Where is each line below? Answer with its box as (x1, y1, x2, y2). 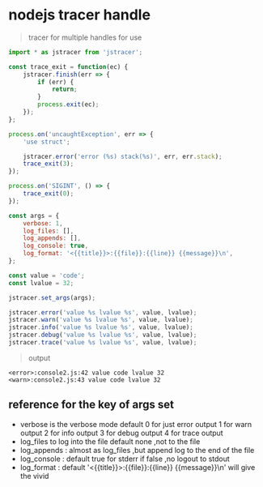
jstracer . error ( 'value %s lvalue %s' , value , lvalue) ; (8, 308, 197, 317)
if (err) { (37, 78, 74, 86)
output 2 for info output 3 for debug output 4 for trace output (19, 428, 224, 438)
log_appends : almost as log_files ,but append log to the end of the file (19, 445, 255, 455)
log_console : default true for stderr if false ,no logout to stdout (19, 454, 231, 464)
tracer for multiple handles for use (28, 32, 142, 42)
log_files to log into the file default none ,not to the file (19, 436, 201, 446)
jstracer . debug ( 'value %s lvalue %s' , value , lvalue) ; (8, 331, 197, 340)
